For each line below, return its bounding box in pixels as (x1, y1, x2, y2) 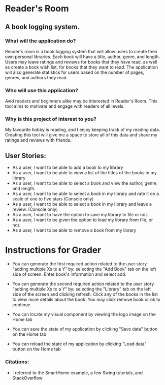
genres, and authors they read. (5, 74, 68, 80)
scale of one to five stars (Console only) (12, 196, 94, 202)
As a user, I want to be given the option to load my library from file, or (12, 217, 153, 223)
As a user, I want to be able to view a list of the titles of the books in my (12, 170, 157, 176)
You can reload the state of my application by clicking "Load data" (12, 341, 147, 347)
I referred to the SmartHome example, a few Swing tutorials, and (12, 370, 143, 376)
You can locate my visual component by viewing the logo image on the (12, 311, 156, 318)
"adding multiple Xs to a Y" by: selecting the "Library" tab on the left (12, 286, 151, 292)
